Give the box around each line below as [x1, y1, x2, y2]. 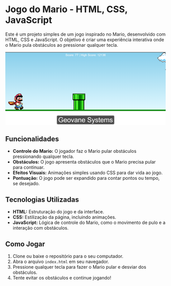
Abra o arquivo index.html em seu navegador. [12, 258, 109, 265]
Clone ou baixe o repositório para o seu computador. [12, 253, 124, 259]
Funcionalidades [5, 135, 60, 143]
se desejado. [12, 180, 40, 186]
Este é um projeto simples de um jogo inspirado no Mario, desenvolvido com [5, 31, 166, 37]
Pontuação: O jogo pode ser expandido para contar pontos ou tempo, [12, 175, 160, 181]
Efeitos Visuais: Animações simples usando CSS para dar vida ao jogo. [12, 170, 163, 176]
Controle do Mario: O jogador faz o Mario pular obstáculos [12, 148, 136, 154]
